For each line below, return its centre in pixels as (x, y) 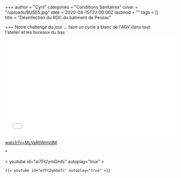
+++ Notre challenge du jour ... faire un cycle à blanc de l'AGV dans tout (78, 27)
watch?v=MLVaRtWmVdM (31, 142)
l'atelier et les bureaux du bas (35, 32)
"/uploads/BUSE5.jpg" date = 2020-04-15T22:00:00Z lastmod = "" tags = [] (82, 12)
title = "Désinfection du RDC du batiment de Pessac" (58, 17)
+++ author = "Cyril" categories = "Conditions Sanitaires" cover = (72, 7)
